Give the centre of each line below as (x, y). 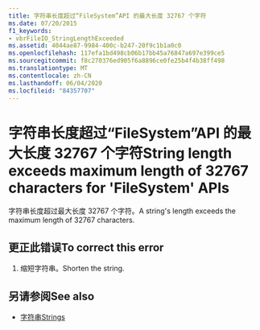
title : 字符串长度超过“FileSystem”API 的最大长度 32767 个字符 (107, 16)
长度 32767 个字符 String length (127, 153)
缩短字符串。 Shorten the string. (72, 268)
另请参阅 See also (52, 296)
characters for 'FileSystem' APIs (119, 188)
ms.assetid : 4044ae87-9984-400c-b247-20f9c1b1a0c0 (95, 46)
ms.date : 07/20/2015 (43, 23)
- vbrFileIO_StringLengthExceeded (66, 38)
